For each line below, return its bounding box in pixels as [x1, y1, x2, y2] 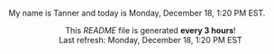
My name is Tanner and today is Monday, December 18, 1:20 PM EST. [8, 8, 266, 18]
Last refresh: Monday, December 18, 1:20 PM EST [59, 35, 242, 45]
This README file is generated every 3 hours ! [65, 25, 236, 35]
